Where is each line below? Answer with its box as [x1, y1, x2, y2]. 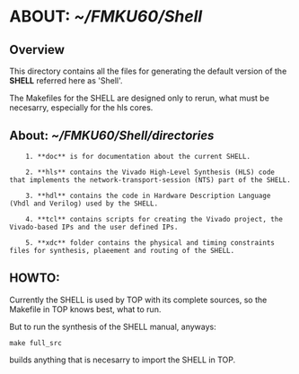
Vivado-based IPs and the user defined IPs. [9, 222, 179, 231]
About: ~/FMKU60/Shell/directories [9, 128, 215, 144]
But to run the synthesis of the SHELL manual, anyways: [9, 321, 217, 332]
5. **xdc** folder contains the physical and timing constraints [25, 238, 276, 248]
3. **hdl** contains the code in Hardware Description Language [25, 191, 271, 200]
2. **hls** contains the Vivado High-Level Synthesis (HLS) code [25, 168, 276, 177]
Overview [9, 42, 66, 57]
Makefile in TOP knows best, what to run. [9, 303, 162, 315]
